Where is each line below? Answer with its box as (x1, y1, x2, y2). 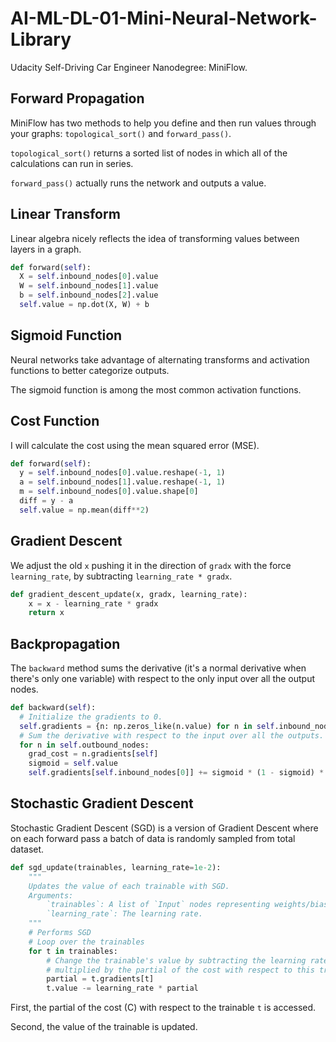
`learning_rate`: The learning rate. (46, 909, 203, 919)
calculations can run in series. (10, 157, 134, 169)
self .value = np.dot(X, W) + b (19, 300, 150, 310)
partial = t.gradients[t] (46, 974, 155, 984)
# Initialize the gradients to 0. (19, 712, 163, 722)
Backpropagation (10, 635, 121, 652)
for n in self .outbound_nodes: (19, 740, 150, 750)
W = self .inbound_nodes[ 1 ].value (19, 281, 159, 291)
